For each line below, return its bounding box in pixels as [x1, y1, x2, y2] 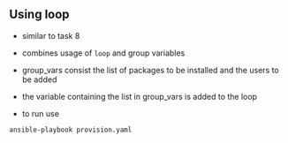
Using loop [9, 7, 70, 22]
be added [21, 74, 57, 85]
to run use [21, 108, 60, 118]
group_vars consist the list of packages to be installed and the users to [21, 64, 280, 75]
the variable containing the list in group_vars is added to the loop [21, 91, 258, 102]
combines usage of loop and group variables [21, 48, 186, 58]
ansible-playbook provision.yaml [9, 125, 133, 134]
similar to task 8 [21, 30, 80, 41]
